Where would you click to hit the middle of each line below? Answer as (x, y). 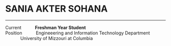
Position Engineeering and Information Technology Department (78, 33)
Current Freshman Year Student (46, 27)
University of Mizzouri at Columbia (56, 38)
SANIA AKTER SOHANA (56, 9)
